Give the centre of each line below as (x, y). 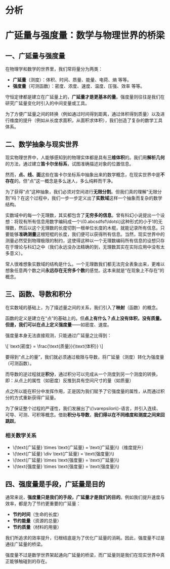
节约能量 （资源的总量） (37, 520)
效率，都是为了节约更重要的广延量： (43, 504)
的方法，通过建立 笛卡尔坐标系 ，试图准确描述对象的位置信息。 (70, 164)
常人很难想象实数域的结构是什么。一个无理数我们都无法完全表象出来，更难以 (85, 264)
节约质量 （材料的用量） (37, 527)
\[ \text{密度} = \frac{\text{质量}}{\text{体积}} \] (54, 346)
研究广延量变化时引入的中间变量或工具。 (47, 103)
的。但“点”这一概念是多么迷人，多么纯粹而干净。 (65, 181)
